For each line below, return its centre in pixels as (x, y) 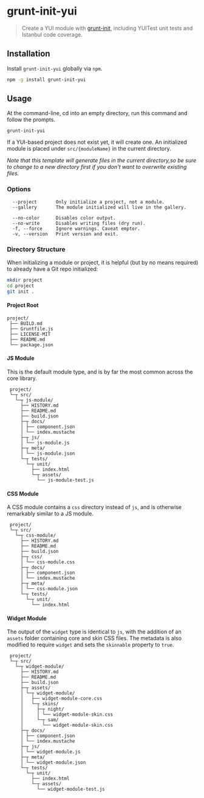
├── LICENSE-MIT (30, 334)
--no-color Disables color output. (64, 218)
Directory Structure (36, 249)
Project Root (23, 305)
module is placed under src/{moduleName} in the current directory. (89, 149)
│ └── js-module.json (48, 454)
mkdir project (25, 280)
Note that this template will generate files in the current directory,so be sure (102, 160)
